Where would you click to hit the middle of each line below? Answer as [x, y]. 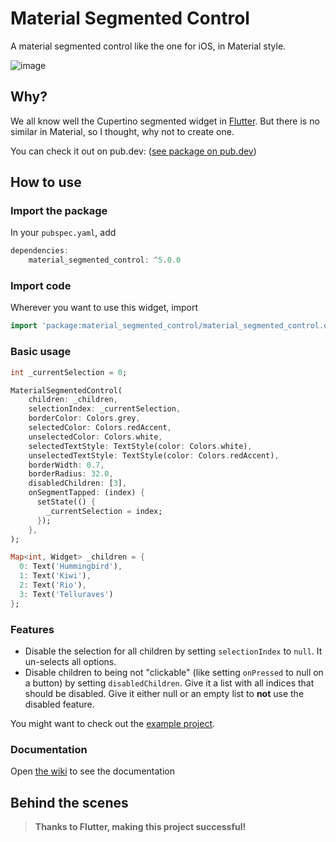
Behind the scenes [69, 802]
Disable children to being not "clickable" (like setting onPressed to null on [174, 672]
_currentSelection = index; [104, 511]
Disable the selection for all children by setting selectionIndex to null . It [173, 651]
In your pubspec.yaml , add [63, 233]
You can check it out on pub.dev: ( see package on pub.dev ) [133, 151]
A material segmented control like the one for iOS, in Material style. [148, 46]
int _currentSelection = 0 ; [69, 372]
